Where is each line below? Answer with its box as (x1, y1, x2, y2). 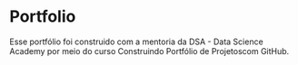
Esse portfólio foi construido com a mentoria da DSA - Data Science (9, 36, 263, 47)
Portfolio (9, 6, 76, 27)
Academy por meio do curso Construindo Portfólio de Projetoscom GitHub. (9, 45, 290, 56)
